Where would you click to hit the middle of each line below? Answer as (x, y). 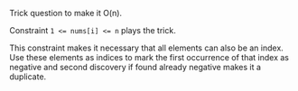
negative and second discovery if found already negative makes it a (135, 67)
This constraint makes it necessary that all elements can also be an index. (147, 48)
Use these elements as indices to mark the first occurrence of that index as (149, 57)
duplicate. (28, 77)
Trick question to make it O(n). (66, 13)
